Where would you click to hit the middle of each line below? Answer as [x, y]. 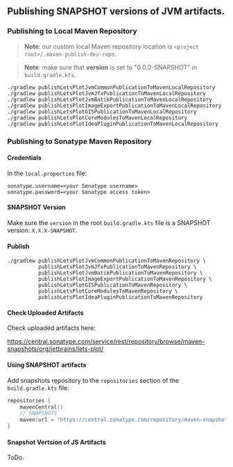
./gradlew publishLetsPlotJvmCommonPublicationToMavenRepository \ [107, 261]
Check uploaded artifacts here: [51, 328]
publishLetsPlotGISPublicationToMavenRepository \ [113, 285]
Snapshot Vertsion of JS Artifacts [57, 442]
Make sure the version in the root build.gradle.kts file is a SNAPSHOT [109, 223]
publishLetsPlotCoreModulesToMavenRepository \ [108, 291]
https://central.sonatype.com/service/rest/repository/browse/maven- [106, 342]
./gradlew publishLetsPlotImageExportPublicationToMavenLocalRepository [114, 106]
